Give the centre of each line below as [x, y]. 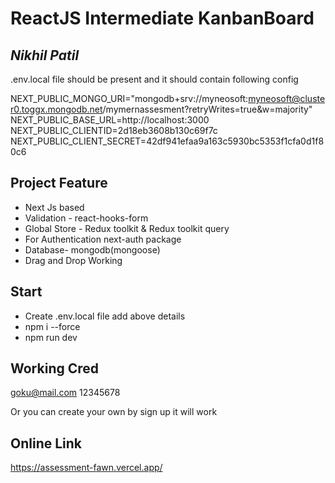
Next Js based [54, 207]
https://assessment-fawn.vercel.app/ [86, 468]
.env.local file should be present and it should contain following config [154, 79]
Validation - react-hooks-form [86, 218]
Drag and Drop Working [73, 260]
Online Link [46, 443]
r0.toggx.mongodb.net [56, 109]
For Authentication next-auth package [103, 239]
